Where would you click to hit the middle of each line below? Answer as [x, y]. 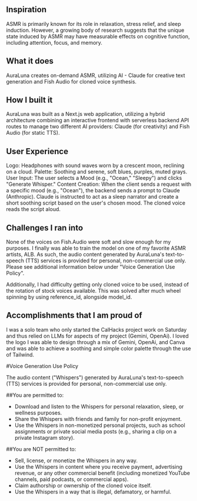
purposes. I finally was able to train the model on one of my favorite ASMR [96, 248]
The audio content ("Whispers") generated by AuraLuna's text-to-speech [95, 377]
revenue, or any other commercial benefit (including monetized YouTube [102, 473]
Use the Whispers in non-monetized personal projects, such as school [100, 425]
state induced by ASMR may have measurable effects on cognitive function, [98, 36]
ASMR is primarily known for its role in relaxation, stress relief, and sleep [94, 24]
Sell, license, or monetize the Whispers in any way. [76, 460]
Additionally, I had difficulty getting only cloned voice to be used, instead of [98, 285]
